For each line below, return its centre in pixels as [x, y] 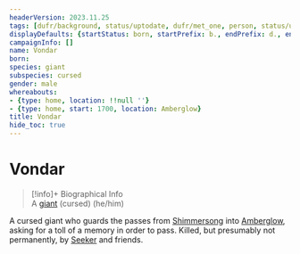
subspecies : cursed [46, 76]
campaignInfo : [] [42, 42]
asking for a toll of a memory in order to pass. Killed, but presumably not [142, 230]
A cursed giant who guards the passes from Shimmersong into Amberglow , [147, 220]
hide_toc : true [37, 126]
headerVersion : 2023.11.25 [59, 17]
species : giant [37, 68]
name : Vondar [33, 51]
